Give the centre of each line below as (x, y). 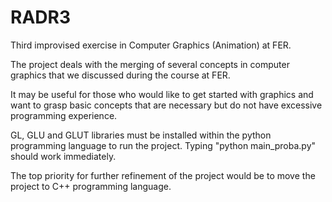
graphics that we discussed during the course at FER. (120, 75)
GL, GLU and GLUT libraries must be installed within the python (141, 135)
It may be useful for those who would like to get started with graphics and (162, 94)
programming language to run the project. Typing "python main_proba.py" (163, 145)
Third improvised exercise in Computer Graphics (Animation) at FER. (151, 45)
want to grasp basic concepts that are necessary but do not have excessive (166, 105)
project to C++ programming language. (91, 186)
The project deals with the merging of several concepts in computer (150, 64)
